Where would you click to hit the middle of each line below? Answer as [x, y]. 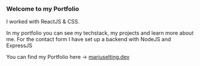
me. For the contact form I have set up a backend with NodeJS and [89, 39]
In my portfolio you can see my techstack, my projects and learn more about [100, 33]
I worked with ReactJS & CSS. [43, 22]
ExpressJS [19, 45]
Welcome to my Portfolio [43, 9]
